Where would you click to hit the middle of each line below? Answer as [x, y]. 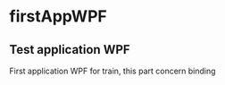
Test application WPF [70, 50]
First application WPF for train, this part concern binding [112, 71]
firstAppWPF [58, 17]
